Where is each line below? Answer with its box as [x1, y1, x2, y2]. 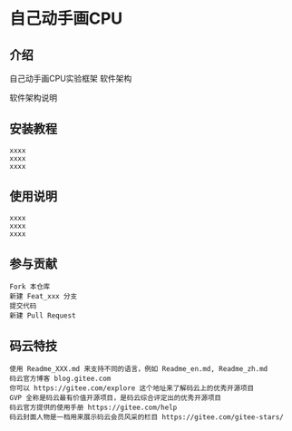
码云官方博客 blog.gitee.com [9, 374, 112, 384]
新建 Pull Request [9, 311, 76, 320]
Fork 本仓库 [9, 282, 51, 291]
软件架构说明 [9, 93, 57, 103]
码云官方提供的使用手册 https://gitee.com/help [9, 403, 178, 413]
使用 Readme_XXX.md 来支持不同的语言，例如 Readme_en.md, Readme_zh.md [9, 365, 268, 374]
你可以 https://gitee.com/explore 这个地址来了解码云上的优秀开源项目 [9, 384, 255, 393]
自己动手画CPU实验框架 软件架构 [9, 73, 132, 83]
